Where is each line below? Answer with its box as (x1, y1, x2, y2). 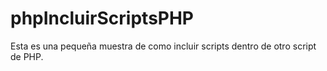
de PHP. (10, 50, 44, 62)
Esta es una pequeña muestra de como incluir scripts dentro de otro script (10, 40, 317, 52)
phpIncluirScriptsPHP (10, 7, 195, 30)
